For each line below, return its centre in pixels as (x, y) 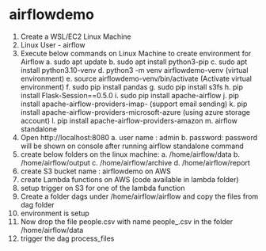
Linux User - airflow (53, 44)
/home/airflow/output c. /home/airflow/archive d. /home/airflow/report (135, 162)
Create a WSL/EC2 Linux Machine (76, 36)
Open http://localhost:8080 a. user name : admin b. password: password (139, 137)
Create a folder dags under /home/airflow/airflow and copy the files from (139, 196)
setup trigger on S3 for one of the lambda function (103, 188)
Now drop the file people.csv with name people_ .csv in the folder (127, 221)
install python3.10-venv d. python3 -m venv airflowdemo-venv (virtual (134, 70)
